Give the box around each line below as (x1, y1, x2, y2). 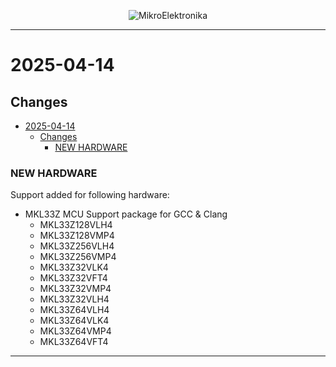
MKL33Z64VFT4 (39, 336, 109, 348)
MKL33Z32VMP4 (39, 283, 112, 295)
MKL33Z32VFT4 (39, 272, 108, 284)
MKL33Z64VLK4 (39, 315, 110, 327)
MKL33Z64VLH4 (39, 304, 110, 316)
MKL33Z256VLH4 (39, 240, 115, 252)
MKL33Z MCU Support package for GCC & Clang (24, 208, 228, 220)
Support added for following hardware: (10, 189, 170, 201)
